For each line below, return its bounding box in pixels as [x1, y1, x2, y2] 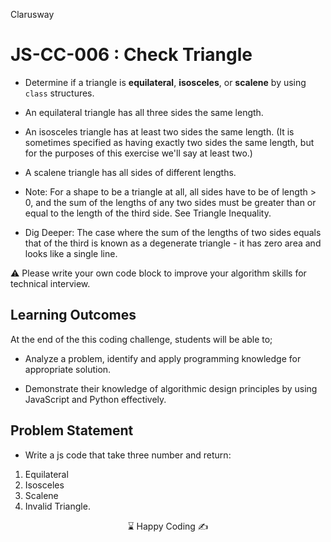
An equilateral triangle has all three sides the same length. [24, 106, 264, 118]
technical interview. [10, 277, 91, 289]
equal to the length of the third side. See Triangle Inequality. [24, 207, 272, 219]
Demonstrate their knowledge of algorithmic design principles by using [24, 382, 318, 394]
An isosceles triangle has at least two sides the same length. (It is [24, 125, 295, 138]
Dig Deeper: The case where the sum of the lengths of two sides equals [24, 226, 322, 238]
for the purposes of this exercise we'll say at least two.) [24, 147, 253, 159]
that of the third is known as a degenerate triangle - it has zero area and [24, 237, 322, 249]
